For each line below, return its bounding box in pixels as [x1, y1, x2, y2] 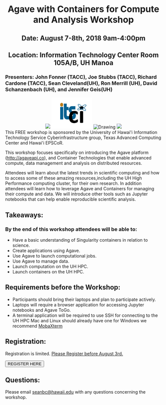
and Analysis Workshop [33, 14, 134, 25]
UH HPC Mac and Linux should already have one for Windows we [12, 317, 147, 323]
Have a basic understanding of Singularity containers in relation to [12, 237, 148, 243]
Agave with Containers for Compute [7, 3, 160, 15]
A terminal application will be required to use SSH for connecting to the [12, 312, 158, 318]
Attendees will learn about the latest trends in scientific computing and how [5, 170, 160, 176]
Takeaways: [5, 211, 44, 219]
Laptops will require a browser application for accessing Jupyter [12, 301, 145, 307]
